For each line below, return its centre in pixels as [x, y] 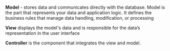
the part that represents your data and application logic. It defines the [79, 13]
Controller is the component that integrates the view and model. [73, 43]
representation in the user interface [43, 33]
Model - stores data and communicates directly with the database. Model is [85, 7]
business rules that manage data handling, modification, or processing [80, 18]
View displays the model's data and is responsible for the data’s [73, 28]
